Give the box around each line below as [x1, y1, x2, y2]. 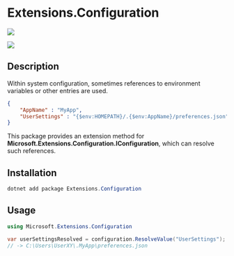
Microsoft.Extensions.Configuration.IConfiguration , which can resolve [7, 139, 214, 147]
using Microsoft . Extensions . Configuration [7, 223, 132, 230]
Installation [7, 167, 57, 179]
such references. [7, 147, 56, 155]
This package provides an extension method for [7, 132, 145, 141]
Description [7, 61, 59, 72]
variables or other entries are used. [7, 86, 108, 95]
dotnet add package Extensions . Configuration [7, 186, 141, 193]
